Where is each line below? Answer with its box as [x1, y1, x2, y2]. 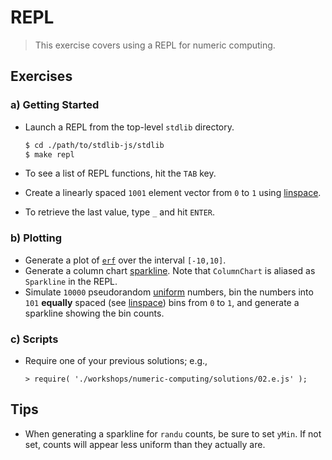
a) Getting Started [10, 98, 100, 112]
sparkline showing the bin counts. [24, 307, 165, 319]
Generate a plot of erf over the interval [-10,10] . [24, 254, 227, 266]
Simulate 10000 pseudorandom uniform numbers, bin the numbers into [24, 286, 314, 298]
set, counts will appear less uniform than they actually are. [24, 438, 266, 450]
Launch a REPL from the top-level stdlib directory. [24, 121, 235, 133]
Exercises [10, 68, 73, 85]
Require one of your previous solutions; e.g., [24, 354, 208, 366]
